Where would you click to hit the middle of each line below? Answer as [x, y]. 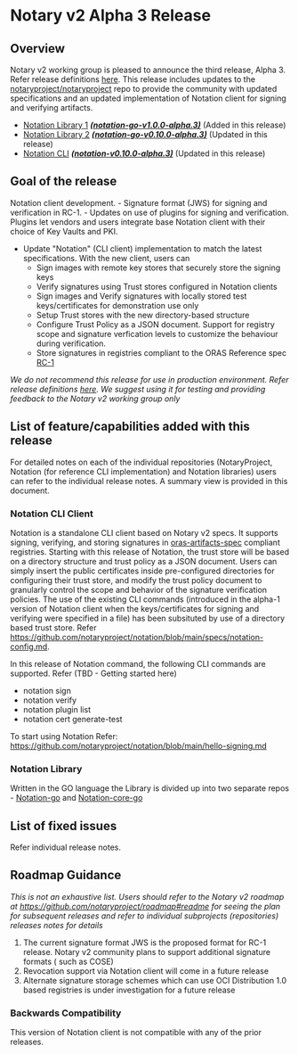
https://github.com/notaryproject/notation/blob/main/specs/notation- [137, 637]
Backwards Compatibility [66, 1013]
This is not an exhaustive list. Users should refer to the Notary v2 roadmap [147, 896]
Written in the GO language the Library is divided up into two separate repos [150, 788]
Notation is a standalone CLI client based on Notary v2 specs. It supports [144, 532]
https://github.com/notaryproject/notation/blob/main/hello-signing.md [139, 745]
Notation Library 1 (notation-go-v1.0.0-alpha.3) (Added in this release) [154, 125]
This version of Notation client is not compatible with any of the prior [136, 1033]
